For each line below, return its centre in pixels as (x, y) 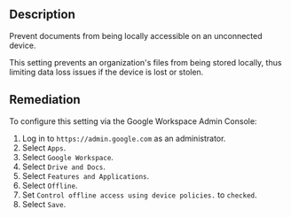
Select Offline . (50, 185)
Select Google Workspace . (67, 157)
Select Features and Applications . (86, 175)
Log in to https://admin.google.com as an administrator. (124, 138)
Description (42, 15)
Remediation (45, 100)
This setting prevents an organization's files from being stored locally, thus (145, 62)
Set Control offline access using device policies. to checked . (139, 195)
